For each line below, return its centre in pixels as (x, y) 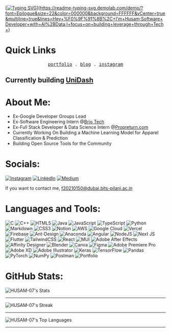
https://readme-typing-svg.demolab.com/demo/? (92, 8)
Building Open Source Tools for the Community (62, 144)
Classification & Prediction (40, 138)
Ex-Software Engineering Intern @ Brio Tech (58, 122)
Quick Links (31, 50)
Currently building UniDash (49, 80)
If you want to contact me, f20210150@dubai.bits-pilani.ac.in (69, 188)
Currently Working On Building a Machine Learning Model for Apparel (85, 132)
